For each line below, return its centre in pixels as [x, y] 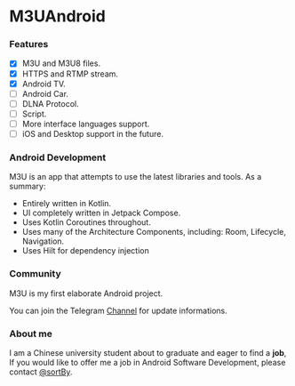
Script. [34, 114]
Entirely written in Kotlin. [67, 204]
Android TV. [44, 84]
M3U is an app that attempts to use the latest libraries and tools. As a [136, 177]
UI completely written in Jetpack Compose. [101, 213]
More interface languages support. [86, 124]
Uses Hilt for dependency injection [85, 251]
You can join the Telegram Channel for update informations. [119, 310]
